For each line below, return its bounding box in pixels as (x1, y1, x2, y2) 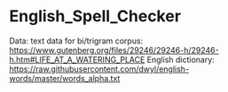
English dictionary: (146, 54, 215, 65)
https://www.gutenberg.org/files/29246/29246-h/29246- (9, 44, 219, 55)
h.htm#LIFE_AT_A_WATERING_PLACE (9, 54, 145, 65)
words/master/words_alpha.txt (9, 73, 121, 83)
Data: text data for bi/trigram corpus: (9, 35, 144, 46)
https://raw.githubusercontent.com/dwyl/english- (9, 64, 189, 74)
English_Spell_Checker (9, 6, 182, 27)
